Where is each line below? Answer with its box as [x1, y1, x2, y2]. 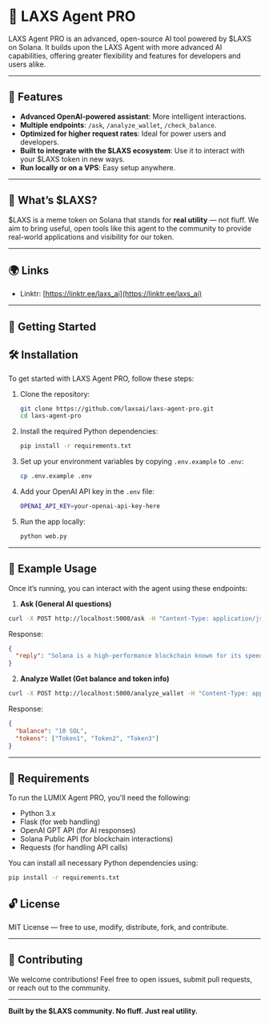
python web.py [19, 532, 67, 541]
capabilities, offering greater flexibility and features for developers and [8, 51, 242, 60]
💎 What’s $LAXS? [8, 194, 98, 207]
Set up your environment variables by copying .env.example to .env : [19, 457, 244, 467]
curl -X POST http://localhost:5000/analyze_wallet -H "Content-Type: [8, 690, 249, 698]
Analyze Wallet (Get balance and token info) [19, 674, 170, 683]
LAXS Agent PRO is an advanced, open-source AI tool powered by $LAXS [8, 34, 252, 43]
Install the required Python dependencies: [19, 426, 159, 436]
